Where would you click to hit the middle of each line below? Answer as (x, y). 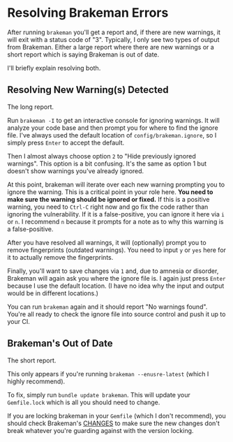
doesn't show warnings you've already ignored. (76, 171)
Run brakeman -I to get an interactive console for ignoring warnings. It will (113, 120)
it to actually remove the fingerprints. (60, 257)
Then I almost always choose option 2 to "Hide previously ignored (102, 156)
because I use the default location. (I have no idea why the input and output (116, 286)
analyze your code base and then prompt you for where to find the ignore (113, 128)
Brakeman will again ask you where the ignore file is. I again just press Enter (116, 278)
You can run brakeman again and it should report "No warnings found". (107, 307)
